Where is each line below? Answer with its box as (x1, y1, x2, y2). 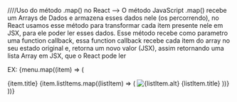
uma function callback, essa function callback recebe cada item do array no (7, 36, 230, 45)
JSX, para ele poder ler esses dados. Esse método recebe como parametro (7, 29, 228, 37)
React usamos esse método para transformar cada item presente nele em (7, 21, 223, 29)
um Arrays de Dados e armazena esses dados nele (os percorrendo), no (7, 14, 219, 22)
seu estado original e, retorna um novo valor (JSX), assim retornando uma (7, 44, 224, 52)
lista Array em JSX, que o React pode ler (7, 51, 127, 60)
